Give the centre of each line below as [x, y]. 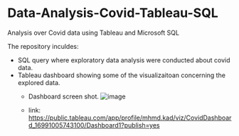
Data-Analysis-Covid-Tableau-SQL [113, 13]
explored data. [39, 82]
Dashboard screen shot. [64, 96]
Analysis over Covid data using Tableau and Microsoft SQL [94, 33]
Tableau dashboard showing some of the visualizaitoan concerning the [122, 75]
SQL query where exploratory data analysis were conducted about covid [124, 60]
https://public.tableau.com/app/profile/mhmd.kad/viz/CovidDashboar [130, 118]
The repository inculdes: [43, 46]
